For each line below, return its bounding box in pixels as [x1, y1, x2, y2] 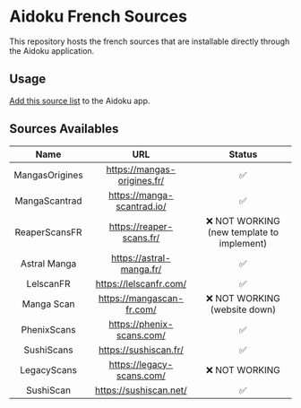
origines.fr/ [117, 174, 165, 187]
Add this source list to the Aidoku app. [9, 95, 150, 106]
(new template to [207, 226, 279, 239]
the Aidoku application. [9, 45, 95, 56]
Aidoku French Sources [9, 6, 188, 27]
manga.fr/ [120, 263, 162, 275]
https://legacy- [108, 358, 174, 370]
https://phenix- [108, 317, 174, 330]
